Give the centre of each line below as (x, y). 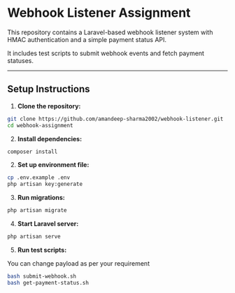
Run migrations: (41, 198)
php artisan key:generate (45, 184)
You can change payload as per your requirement (79, 263)
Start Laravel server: (48, 224)
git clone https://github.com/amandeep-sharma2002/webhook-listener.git (115, 119)
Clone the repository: (49, 106)
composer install (33, 152)
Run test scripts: (42, 250)
